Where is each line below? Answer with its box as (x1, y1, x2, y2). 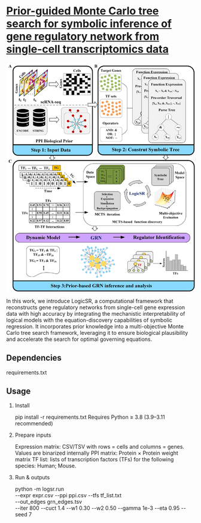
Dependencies (6, 353, 62, 363)
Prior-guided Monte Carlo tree (6, 4, 159, 18)
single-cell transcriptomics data (6, 43, 169, 56)
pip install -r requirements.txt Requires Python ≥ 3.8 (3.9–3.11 (14, 413, 166, 421)
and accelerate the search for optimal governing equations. (6, 335, 153, 343)
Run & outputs (14, 474, 50, 481)
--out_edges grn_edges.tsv (14, 498, 83, 506)
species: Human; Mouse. (14, 462, 77, 470)
